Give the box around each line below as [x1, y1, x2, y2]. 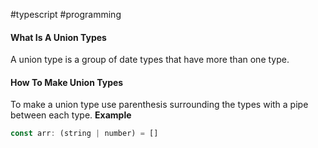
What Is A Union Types [10, 31, 107, 43]
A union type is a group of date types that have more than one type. [10, 54, 290, 66]
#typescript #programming [10, 9, 122, 20]
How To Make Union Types [10, 76, 124, 88]
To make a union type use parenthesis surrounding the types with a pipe [10, 99, 309, 111]
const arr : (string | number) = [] [10, 129, 159, 139]
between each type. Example [10, 109, 132, 121]
